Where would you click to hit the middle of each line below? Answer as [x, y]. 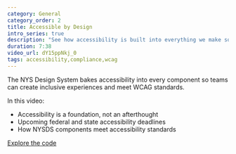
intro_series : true [36, 33]
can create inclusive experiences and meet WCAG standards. [96, 87]
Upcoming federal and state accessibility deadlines [92, 122]
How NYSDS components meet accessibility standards [97, 129]
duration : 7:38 [29, 46]
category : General [34, 14]
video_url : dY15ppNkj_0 [42, 53]
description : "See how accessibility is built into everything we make [114, 40]
